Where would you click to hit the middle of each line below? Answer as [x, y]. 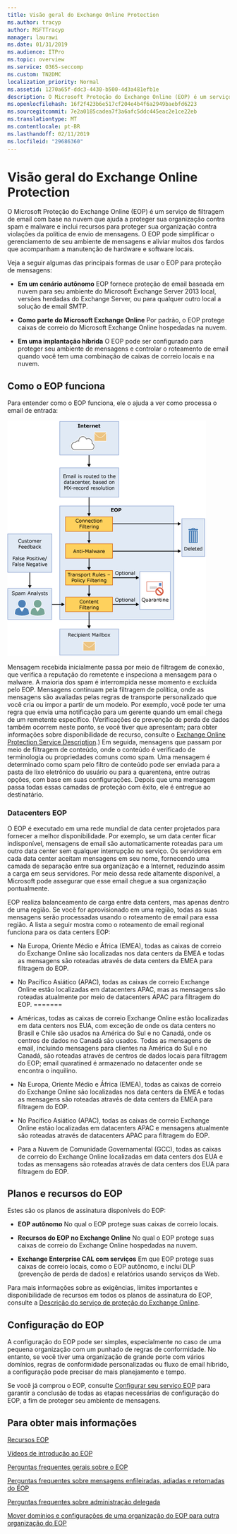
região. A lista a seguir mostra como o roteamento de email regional [106, 924]
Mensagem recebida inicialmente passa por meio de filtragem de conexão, [116, 668]
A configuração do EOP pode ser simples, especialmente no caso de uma [114, 1342]
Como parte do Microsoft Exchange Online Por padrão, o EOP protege [121, 320]
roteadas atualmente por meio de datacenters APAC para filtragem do [119, 997]
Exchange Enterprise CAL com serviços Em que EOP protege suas [115, 1259]
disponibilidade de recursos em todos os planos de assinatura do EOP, [110, 1296]
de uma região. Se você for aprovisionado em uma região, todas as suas [112, 910]
